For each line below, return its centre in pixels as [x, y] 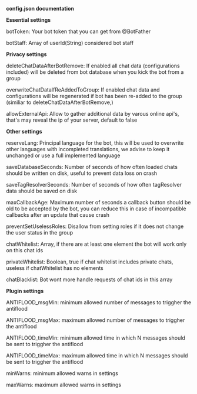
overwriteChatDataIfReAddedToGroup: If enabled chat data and [83, 90]
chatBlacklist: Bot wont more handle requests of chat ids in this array [89, 279]
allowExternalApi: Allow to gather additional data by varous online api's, [93, 114]
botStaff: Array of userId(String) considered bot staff [70, 43]
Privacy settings [26, 54]
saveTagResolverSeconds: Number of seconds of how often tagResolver [94, 185]
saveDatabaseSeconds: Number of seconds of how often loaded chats [92, 167]
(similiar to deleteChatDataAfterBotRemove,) [60, 102]
